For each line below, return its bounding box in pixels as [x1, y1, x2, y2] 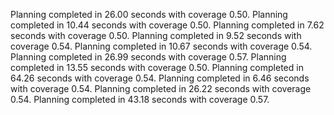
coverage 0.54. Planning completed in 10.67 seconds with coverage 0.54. [10, 40, 313, 52]
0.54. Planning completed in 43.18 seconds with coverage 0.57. [10, 94, 270, 105]
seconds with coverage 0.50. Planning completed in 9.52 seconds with [10, 30, 302, 41]
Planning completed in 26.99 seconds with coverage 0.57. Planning [10, 51, 287, 63]
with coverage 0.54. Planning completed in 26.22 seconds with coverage [10, 83, 312, 94]
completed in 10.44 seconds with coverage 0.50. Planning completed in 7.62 [10, 19, 325, 31]
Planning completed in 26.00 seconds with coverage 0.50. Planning [10, 9, 288, 20]
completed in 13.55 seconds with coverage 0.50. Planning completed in [10, 62, 304, 73]
